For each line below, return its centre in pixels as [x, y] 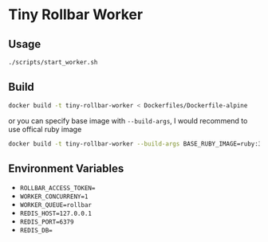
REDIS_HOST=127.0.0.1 [55, 214]
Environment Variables [66, 168]
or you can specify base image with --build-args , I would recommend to [128, 120]
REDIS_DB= [36, 231]
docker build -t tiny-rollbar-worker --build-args [94, 144]
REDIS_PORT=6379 [47, 222]
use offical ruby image [45, 129]
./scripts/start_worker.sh [53, 62]
